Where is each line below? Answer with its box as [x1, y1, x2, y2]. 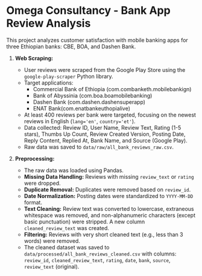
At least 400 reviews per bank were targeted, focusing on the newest [24, 111, 196, 118]
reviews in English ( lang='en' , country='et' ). [24, 117, 136, 124]
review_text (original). [24, 263, 80, 270]
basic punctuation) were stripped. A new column [24, 218, 145, 225]
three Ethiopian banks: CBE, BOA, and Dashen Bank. [6, 43, 136, 50]
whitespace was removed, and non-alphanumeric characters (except [24, 211, 196, 219]
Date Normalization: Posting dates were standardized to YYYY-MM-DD [24, 192, 194, 199]
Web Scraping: [14, 54, 54, 62]
